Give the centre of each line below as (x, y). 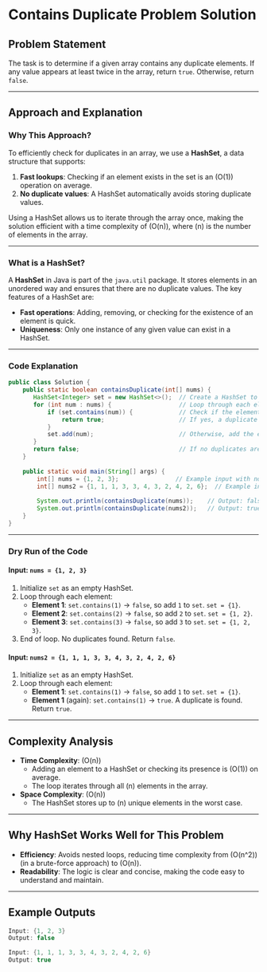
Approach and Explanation (75, 113)
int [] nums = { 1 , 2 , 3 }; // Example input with (143, 479)
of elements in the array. (48, 234)
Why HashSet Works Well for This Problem (116, 835)
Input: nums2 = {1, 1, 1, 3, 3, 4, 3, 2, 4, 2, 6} (92, 657)
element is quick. (48, 321)
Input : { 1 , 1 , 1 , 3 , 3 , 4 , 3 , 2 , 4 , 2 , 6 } (79, 953)
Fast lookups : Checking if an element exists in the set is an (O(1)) (126, 176)
